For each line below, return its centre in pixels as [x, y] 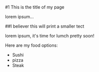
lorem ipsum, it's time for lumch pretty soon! [50, 36]
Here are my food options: [31, 45]
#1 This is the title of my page [35, 7]
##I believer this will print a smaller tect [45, 26]
